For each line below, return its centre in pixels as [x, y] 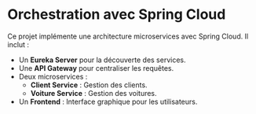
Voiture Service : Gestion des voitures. [94, 93]
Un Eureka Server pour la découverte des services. [102, 60]
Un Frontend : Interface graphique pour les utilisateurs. [108, 101]
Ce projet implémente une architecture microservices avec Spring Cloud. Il [128, 36]
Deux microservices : [53, 76]
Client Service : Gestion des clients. [89, 85]
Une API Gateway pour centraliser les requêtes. [96, 68]
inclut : [18, 44]
